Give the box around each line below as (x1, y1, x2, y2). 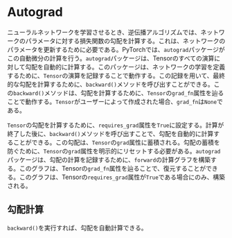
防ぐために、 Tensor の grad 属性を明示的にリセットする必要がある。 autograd (7, 146, 221, 155)
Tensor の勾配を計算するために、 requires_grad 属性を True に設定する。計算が (7, 121, 224, 129)
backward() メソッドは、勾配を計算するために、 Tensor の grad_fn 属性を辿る (13, 88, 224, 97)
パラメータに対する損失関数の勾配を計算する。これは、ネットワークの (25, 36, 226, 45)
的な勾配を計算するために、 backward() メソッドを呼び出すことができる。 (7, 80, 214, 88)
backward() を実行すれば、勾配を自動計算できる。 (7, 223, 148, 232)
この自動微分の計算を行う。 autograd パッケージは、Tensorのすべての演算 (7, 53, 215, 62)
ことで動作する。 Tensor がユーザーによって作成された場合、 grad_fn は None (7, 97, 217, 105)
